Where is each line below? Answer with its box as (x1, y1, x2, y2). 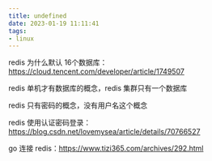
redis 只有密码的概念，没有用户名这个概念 (8, 100, 148, 110)
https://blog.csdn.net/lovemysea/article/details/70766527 (8, 127, 201, 137)
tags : (8, 27, 27, 35)
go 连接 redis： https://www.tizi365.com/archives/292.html (8, 143, 204, 154)
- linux (8, 34, 35, 43)
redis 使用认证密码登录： (8, 118, 91, 128)
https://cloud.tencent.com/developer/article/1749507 (8, 66, 184, 77)
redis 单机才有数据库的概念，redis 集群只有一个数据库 (8, 83, 188, 93)
